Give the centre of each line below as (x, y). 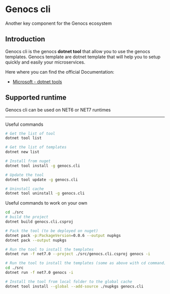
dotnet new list (22, 152)
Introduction (25, 39)
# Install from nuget (28, 161)
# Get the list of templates (36, 148)
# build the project (27, 217)
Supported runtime (36, 98)
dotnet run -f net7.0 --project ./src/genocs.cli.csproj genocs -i (78, 254)
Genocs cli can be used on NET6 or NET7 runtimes (58, 110)
